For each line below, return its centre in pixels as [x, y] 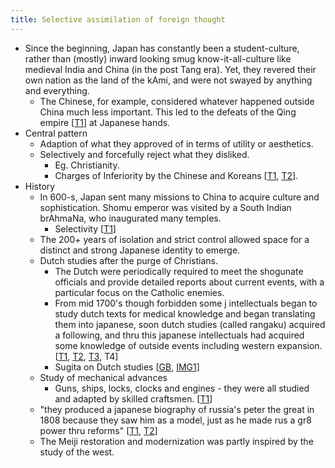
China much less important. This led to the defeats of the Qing [168, 112]
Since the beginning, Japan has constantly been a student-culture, [162, 48]
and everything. [57, 90]
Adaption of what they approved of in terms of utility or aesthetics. [176, 143]
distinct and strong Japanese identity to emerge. [140, 250]
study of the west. [77, 452]
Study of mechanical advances [103, 377]
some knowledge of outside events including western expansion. [188, 345]
